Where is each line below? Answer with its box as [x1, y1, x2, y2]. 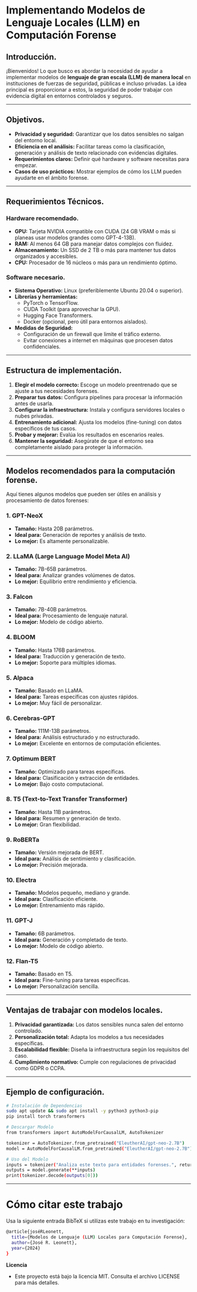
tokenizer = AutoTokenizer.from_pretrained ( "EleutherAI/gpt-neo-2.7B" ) [6, 1140, 185, 1146]
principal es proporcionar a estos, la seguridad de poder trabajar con [6, 86, 173, 93]
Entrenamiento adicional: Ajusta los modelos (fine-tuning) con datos [14, 418, 182, 426]
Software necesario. [6, 274, 66, 282]
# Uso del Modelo [6, 1156, 49, 1162]
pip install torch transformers [6, 1113, 85, 1119]
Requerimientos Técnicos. [6, 197, 104, 207]
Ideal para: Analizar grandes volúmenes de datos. [14, 572, 136, 579]
